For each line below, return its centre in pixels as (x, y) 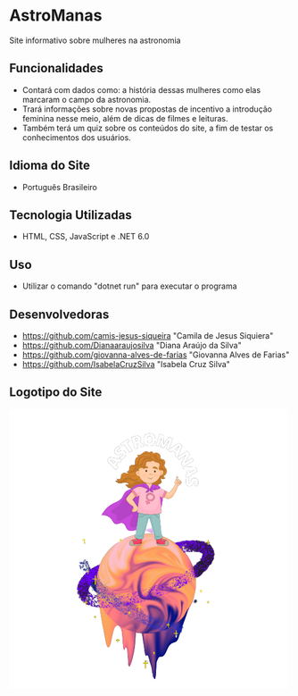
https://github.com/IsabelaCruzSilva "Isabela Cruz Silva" (126, 364)
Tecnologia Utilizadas (70, 215)
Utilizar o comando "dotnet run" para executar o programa (130, 286)
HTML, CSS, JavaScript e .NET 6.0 (86, 237)
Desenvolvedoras (59, 314)
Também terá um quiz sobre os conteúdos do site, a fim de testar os (148, 128)
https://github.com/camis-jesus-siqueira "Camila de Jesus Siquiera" (148, 335)
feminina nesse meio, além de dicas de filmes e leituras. (125, 118)
